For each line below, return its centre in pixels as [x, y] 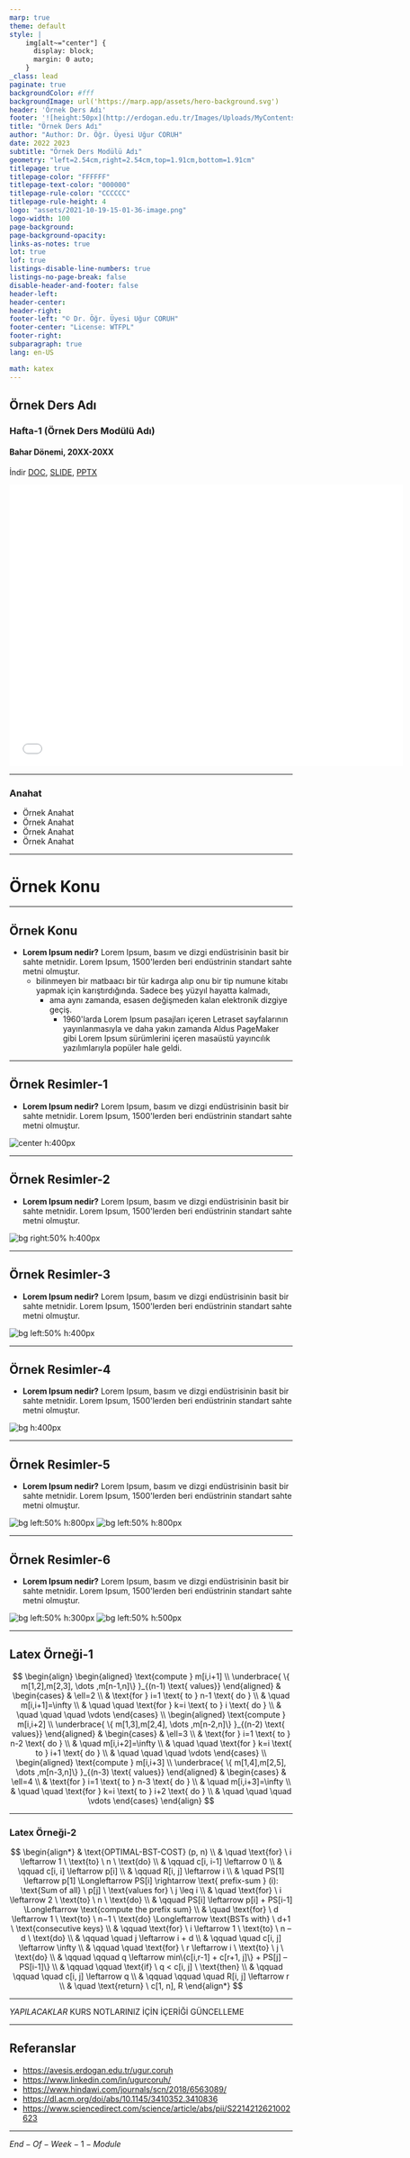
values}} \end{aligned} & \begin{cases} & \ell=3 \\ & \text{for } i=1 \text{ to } [151, 1733]
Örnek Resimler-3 [60, 1275]
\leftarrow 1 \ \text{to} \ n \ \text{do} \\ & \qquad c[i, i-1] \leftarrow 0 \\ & [151, 1862]
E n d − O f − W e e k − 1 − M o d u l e [65, 2144]
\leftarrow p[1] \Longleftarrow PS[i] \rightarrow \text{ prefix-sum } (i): [151, 1881]
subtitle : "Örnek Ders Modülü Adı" [76, 151]
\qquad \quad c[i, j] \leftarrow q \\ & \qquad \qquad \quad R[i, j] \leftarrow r [151, 1976]
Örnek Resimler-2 [60, 1180]
